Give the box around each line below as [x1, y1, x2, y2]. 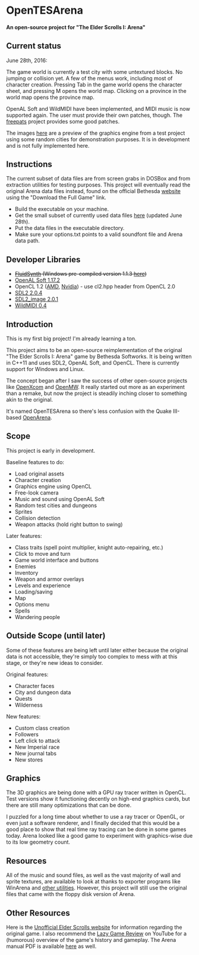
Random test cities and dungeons [14, 502, 97, 509]
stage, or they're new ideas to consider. [6, 659, 103, 666]
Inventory [14, 569, 39, 576]
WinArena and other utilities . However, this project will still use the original [6, 884, 187, 891]
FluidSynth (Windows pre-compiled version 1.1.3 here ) [14, 270, 147, 278]
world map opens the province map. [6, 94, 95, 101]
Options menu [14, 601, 50, 608]
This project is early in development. [6, 447, 96, 454]
